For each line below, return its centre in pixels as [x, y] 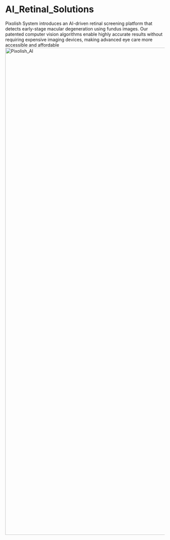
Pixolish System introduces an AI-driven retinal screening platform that [79, 23]
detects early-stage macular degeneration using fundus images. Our [77, 28]
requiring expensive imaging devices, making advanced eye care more [79, 40]
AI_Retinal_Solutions [50, 9]
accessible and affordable [32, 45]
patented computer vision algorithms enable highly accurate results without [84, 34]
